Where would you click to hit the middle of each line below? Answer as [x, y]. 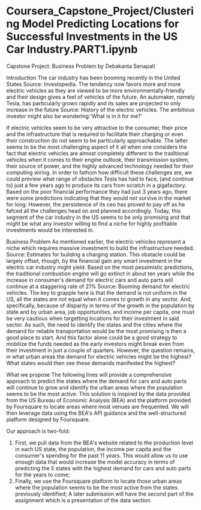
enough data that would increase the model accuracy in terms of [95, 462]
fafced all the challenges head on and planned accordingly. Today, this [94, 210]
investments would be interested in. [50, 230]
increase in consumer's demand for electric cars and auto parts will [90, 280]
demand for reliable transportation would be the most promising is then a [96, 331]
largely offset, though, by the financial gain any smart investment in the [94, 260]
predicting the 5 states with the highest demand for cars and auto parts [103, 468]
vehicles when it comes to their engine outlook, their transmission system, [98, 159]
